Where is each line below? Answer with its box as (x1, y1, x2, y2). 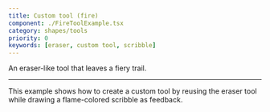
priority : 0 (8, 34, 48, 42)
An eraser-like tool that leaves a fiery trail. (8, 63, 147, 73)
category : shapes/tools (8, 26, 88, 34)
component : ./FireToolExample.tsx (8, 19, 125, 27)
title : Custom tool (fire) (8, 11, 99, 20)
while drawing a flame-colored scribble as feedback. (8, 95, 183, 105)
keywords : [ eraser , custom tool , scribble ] (8, 42, 157, 50)
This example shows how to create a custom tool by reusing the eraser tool (8, 86, 257, 96)
